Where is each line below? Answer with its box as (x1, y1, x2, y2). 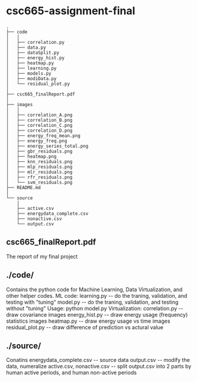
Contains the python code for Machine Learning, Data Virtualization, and (6, 286, 183, 293)
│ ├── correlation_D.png (6, 128, 73, 133)
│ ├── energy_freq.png (6, 138, 67, 144)
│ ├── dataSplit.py (6, 49, 60, 56)
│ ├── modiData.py (6, 75, 57, 81)
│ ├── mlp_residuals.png (6, 164, 73, 170)
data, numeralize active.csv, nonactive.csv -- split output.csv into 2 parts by (6, 363, 192, 370)
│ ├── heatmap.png (6, 153, 57, 160)
